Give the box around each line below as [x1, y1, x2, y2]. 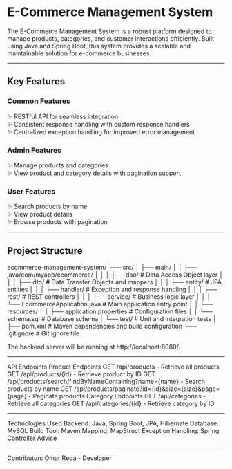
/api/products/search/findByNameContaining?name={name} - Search [7, 378, 206, 386]
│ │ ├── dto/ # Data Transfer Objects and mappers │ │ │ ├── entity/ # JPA [7, 278, 222, 286]
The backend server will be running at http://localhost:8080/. [7, 343, 181, 351]
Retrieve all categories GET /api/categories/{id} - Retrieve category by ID [7, 399, 215, 408]
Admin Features [7, 145, 62, 155]
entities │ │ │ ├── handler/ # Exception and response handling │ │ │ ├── [7, 285, 217, 294]
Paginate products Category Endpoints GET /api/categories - [32, 392, 206, 401]
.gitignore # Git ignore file [7, 329, 80, 338]
